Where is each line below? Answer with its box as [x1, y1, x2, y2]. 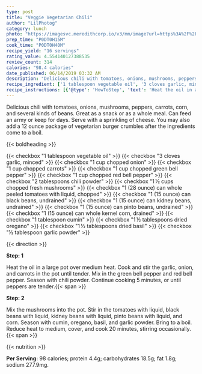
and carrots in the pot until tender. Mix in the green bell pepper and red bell [6, 270, 192, 277]
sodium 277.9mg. [6, 361, 49, 368]
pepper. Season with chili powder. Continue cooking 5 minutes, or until [6, 276, 182, 283]
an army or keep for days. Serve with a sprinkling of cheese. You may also [6, 116, 191, 123]
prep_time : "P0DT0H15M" [6, 37, 66, 43]
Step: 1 [6, 252, 24, 259]
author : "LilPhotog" [6, 20, 58, 26]
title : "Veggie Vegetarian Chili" [6, 14, 93, 20]
